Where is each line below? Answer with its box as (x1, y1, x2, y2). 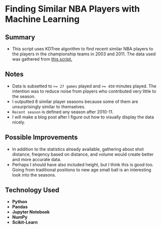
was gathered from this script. (12, 56, 73, 62)
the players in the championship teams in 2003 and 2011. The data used (12, 51, 156, 57)
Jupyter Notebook (12, 209, 50, 215)
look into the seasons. (12, 172, 57, 178)
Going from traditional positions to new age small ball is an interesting (12, 166, 151, 173)
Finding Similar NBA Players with (5, 3, 140, 15)
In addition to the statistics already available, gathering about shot (12, 146, 144, 152)
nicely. (12, 119, 26, 125)
